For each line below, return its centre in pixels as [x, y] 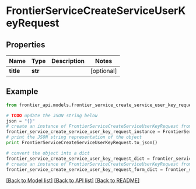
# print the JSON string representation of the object [74, 137]
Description [68, 61]
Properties [26, 45]
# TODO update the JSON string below [52, 116]
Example [22, 92]
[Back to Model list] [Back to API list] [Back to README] [73, 181]
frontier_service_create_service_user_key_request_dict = [78, 159]
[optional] [104, 71]
